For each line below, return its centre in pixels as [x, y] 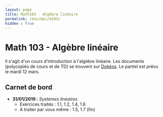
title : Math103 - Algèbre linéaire [42, 14]
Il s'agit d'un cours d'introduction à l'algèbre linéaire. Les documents [75, 61]
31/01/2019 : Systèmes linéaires [45, 99]
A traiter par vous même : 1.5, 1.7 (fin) [57, 109]
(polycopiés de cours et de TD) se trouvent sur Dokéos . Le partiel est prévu [82, 66]
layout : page [18, 10]
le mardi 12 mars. [22, 72]
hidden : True [20, 23]
